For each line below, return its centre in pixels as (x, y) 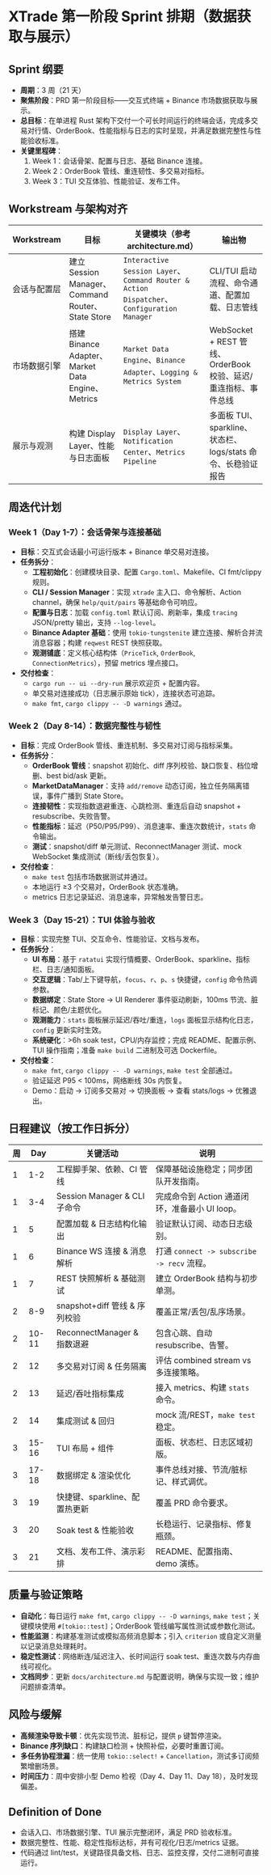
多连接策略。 (179, 1372)
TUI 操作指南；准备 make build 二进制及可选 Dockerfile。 (127, 1050)
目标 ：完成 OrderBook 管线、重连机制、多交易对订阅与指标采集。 (129, 745)
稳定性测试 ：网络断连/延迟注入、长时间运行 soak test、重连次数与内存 (136, 1656)
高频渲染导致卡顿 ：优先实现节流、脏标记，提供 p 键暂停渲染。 (123, 1735)
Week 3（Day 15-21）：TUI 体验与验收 (82, 920)
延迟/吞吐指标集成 (90, 1394)
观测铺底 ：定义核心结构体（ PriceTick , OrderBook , (114, 653)
